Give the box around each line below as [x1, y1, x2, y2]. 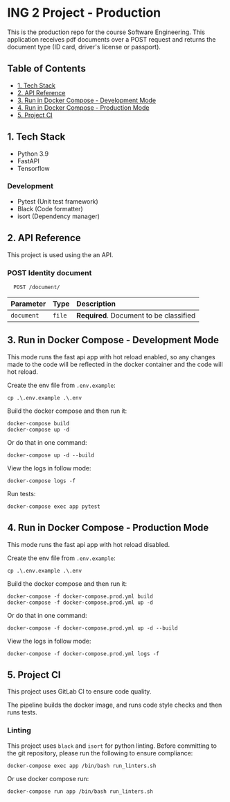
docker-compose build [7, 420, 70, 427]
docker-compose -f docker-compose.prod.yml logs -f [7, 650, 159, 657]
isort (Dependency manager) [17, 212, 100, 220]
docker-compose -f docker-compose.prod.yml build [7, 593, 154, 600]
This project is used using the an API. [7, 250, 114, 259]
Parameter [10, 299, 46, 309]
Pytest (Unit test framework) [17, 197, 98, 206]
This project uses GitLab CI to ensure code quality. [7, 687, 152, 696]
